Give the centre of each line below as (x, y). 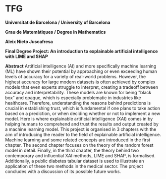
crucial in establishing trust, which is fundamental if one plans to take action (83, 108)
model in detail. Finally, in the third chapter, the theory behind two (72, 150)
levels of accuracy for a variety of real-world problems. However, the (76, 76)
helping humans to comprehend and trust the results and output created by (82, 124)
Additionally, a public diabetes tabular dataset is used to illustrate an (75, 161)
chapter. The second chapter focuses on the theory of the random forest (79, 145)
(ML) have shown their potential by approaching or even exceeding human (81, 71)
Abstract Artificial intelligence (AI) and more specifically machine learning (81, 66)
